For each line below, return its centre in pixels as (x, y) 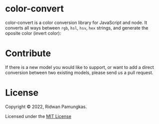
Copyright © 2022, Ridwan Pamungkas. (46, 106)
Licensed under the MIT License (38, 116)
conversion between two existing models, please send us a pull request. (79, 72)
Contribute (28, 53)
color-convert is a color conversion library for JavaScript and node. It (76, 22)
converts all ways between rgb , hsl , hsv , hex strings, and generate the (77, 27)
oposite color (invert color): (33, 33)
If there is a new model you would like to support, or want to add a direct (80, 67)
